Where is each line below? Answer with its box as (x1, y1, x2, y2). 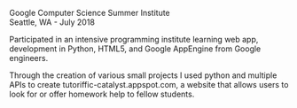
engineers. (9, 53, 49, 63)
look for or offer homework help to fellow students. (9, 89, 195, 99)
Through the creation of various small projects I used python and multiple (9, 70, 277, 81)
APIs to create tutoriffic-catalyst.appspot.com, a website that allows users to (9, 80, 289, 89)
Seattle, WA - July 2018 (9, 17, 96, 27)
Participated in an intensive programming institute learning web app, (9, 35, 259, 44)
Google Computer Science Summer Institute (9, 8, 170, 18)
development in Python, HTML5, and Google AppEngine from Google (9, 43, 262, 54)
